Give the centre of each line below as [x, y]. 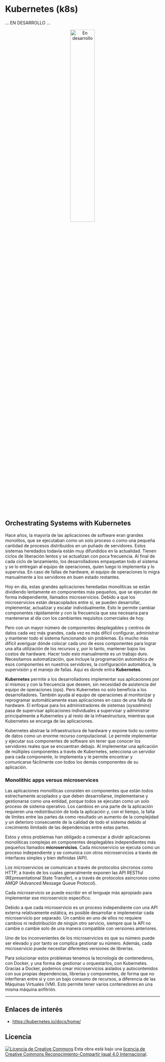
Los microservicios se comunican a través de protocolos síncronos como [79, 867]
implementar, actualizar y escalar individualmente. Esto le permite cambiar [80, 607]
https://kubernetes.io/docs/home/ [46, 1021]
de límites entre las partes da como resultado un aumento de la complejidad [82, 817]
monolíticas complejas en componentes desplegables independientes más [81, 842]
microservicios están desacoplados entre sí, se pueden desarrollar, [73, 602]
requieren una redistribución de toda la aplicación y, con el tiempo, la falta [80, 812]
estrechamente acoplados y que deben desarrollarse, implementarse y [77, 796]
